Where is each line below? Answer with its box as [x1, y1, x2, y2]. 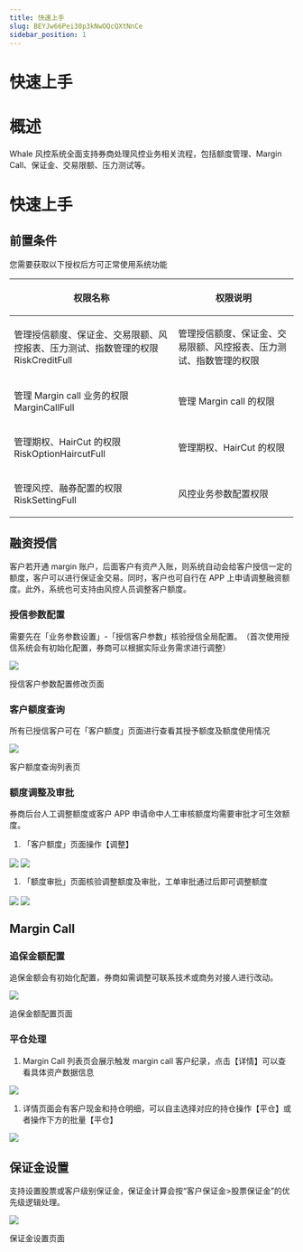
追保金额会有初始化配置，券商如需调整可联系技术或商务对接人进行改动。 [9, 972, 278, 983]
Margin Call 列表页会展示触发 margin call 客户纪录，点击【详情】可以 [22, 1055, 279, 1066]
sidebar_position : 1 [9, 30, 87, 39]
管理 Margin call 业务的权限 [14, 389, 129, 402]
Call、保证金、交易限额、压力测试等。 [9, 159, 151, 170]
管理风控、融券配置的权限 [14, 481, 124, 494]
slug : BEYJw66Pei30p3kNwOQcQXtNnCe [9, 22, 143, 31]
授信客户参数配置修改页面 [9, 678, 105, 689]
